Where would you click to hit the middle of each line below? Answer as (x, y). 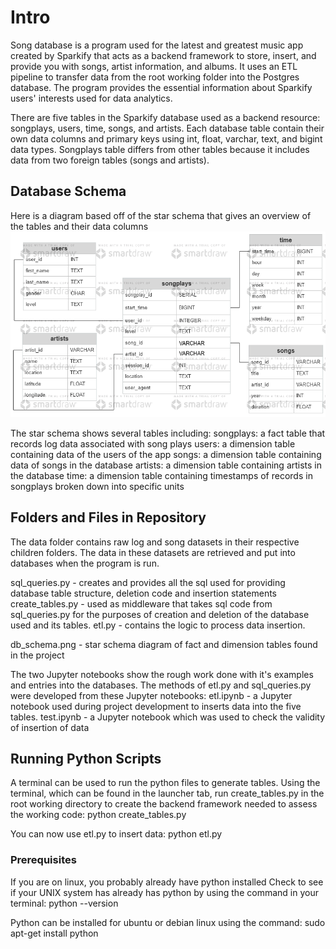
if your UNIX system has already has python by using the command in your (164, 892)
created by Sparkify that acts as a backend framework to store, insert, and (163, 55)
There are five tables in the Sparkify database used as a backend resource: (165, 117)
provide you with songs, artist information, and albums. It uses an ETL (154, 66)
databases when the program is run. (85, 563)
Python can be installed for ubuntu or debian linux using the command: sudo (168, 922)
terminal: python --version (64, 903)
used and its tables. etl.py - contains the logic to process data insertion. (158, 625)
